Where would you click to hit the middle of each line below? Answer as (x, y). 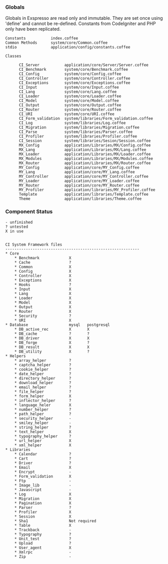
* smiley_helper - (43, 423)
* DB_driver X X (52, 338)
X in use (14, 231)
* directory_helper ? (43, 378)
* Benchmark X (43, 258)
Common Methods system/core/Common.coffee (57, 43)
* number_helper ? (43, 409)
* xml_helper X (43, 445)
